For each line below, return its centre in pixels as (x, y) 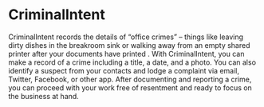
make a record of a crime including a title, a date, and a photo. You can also (132, 62)
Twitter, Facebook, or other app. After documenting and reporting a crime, (130, 79)
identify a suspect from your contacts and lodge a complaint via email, (124, 70)
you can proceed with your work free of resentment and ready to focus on (130, 87)
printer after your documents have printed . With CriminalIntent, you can (126, 53)
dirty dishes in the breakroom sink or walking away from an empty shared (129, 45)
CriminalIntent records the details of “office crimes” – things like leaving (126, 37)
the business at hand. (44, 96)
